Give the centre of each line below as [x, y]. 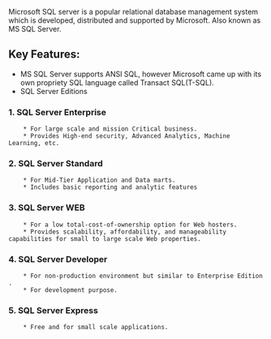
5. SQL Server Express [54, 310]
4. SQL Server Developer [58, 259]
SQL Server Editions [54, 91]
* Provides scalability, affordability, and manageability [125, 232]
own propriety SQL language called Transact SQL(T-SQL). [117, 82]
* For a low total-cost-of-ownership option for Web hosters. [130, 225]
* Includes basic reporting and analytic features [110, 187]
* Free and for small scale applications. [96, 328]
